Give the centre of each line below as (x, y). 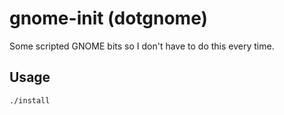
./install (30, 100)
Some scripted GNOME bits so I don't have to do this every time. (142, 46)
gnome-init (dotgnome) (109, 18)
